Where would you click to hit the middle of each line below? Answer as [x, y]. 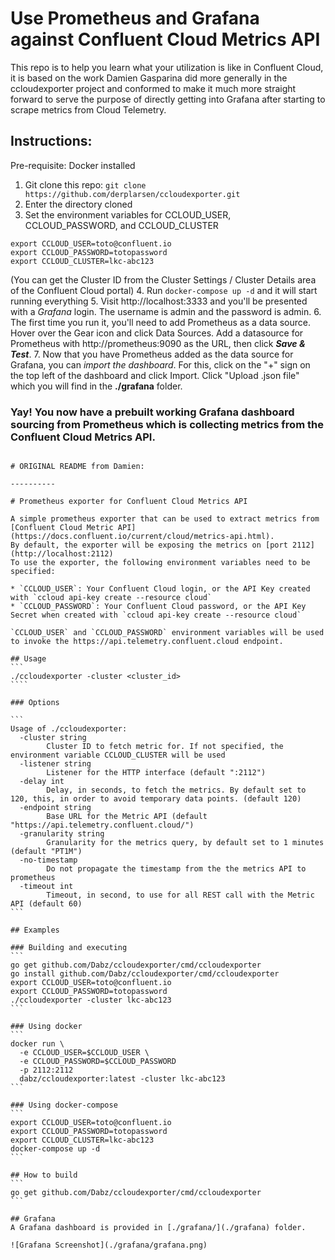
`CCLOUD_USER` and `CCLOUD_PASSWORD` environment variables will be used [167, 633]
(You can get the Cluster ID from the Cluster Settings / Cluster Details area [163, 279]
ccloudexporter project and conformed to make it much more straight [153, 88]
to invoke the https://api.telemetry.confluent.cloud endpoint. [147, 642]
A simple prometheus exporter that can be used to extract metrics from [165, 519]
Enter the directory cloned [78, 204]
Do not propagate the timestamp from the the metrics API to [176, 869]
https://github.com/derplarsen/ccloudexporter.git [132, 194]
